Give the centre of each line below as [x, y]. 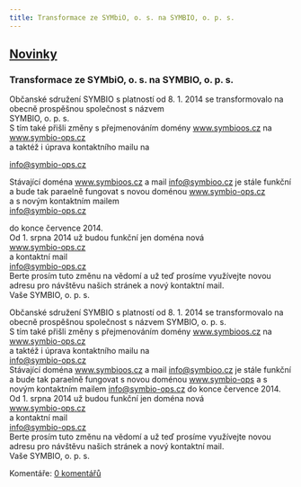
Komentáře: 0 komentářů [55, 473]
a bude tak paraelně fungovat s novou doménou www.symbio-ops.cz [137, 192]
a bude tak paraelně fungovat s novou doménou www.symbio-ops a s [138, 380]
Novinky [33, 54]
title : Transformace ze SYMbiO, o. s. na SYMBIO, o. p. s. [122, 18]
